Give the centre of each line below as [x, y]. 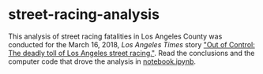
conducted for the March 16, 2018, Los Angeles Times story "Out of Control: [131, 44]
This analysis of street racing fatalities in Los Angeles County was [115, 36]
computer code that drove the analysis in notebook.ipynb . [102, 61]
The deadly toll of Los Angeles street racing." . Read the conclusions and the [131, 53]
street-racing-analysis [84, 15]
